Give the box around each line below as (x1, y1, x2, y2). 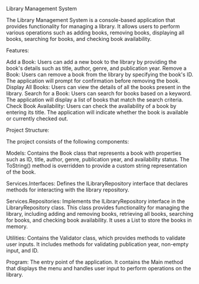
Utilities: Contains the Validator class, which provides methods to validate (6, 234, 186, 241)
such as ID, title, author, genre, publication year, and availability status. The (6, 156, 189, 162)
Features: (6, 47, 30, 54)
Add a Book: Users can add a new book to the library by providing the (6, 59, 177, 65)
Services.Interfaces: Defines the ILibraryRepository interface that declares (6, 180, 188, 187)
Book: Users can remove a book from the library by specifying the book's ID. (6, 71, 194, 78)
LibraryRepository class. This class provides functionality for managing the (6, 204, 189, 211)
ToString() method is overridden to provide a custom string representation (6, 162, 187, 169)
